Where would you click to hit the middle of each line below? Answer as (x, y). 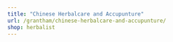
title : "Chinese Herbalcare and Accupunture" (76, 14)
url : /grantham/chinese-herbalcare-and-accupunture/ (87, 21)
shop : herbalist (31, 27)
